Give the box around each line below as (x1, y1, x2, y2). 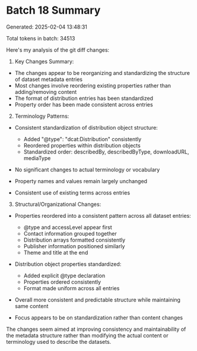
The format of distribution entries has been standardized (14, 95, 153, 102)
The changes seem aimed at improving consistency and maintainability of (6, 325, 186, 333)
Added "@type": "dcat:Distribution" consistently (23, 135, 142, 143)
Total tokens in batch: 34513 (6, 35, 75, 42)
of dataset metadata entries (14, 76, 83, 83)
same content (14, 302, 49, 309)
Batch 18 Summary (6, 4, 101, 17)
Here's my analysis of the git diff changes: (6, 46, 110, 54)
